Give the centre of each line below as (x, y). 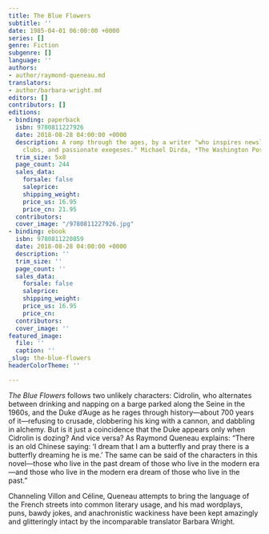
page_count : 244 (42, 165)
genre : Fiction (34, 46)
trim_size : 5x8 (41, 157)
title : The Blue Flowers (50, 16)
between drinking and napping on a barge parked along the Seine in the (127, 404)
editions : (25, 113)
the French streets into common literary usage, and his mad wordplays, (126, 504)
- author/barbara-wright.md (55, 90)
